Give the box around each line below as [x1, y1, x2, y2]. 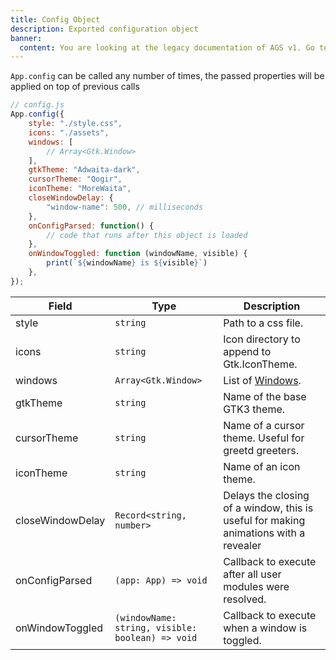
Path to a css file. [223, 316, 304, 330]
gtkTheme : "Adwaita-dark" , [28, 165, 141, 175]
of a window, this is [223, 501, 314, 515]
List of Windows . [223, 373, 302, 387]
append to [223, 344, 272, 358]
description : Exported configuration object [10, 24, 199, 34]
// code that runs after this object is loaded [46, 230, 248, 240]
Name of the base [223, 389, 307, 403]
